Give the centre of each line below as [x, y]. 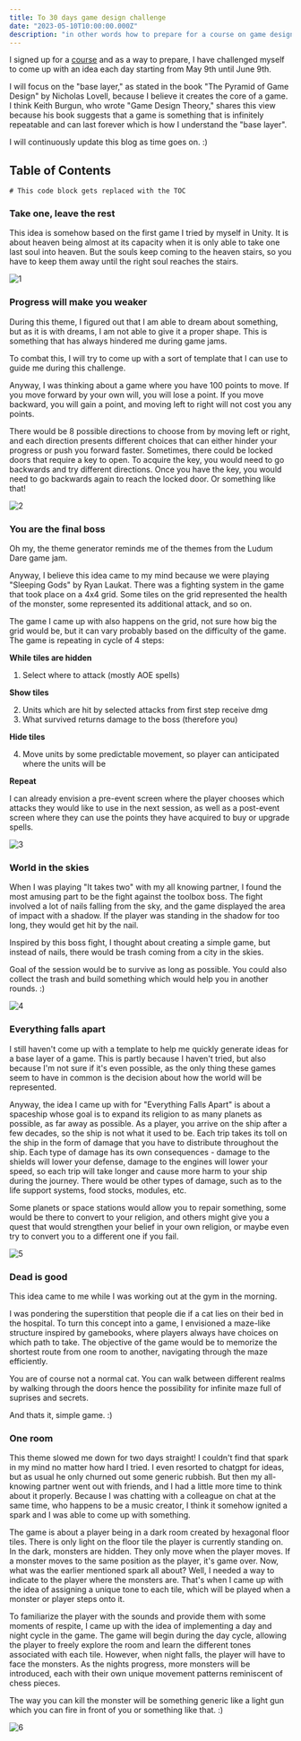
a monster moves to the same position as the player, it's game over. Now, [144, 1561]
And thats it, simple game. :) [61, 1415]
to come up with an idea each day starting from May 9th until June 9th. [140, 69]
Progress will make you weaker [78, 302]
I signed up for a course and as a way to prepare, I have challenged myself [147, 60]
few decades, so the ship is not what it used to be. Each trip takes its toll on [149, 1133]
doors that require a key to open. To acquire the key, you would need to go [147, 459]
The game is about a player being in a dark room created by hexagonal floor [149, 1532]
